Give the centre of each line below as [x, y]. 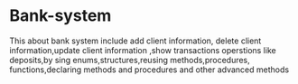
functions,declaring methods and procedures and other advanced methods [149, 70]
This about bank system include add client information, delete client [135, 41]
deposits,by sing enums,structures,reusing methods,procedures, [130, 60]
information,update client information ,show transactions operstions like [143, 50]
